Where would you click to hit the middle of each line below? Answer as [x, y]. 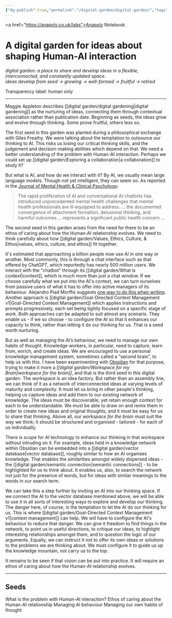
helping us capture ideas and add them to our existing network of [74, 394]
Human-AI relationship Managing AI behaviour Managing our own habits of [84, 605]
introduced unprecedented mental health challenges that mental [85, 201]
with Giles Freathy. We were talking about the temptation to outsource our [83, 138]
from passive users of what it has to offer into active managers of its [77, 286]
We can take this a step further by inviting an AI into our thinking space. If [83, 491]
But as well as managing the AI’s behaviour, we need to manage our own [82, 340]
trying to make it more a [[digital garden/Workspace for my [68, 367]
